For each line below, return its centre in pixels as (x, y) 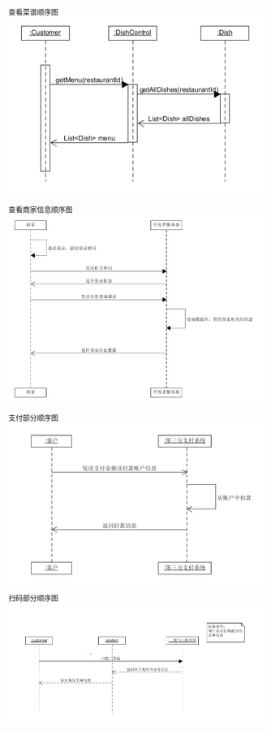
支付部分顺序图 (33, 418)
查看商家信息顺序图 (41, 209)
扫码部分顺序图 (33, 598)
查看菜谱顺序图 (33, 12)
